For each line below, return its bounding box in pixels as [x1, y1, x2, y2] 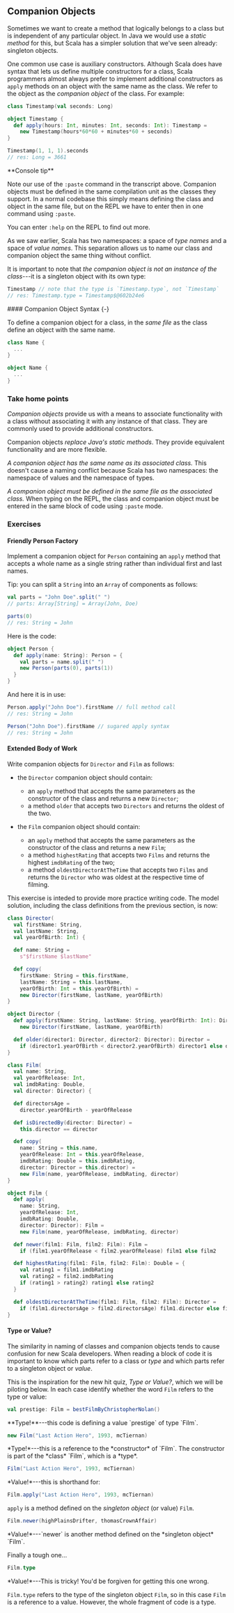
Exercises [7, 519, 42, 529]
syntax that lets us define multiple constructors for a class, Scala [7, 67, 193, 75]
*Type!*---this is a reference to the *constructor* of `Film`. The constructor [7, 1445, 225, 1453]
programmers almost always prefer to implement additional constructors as [7, 74, 224, 83]
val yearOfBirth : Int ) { [13, 934, 86, 941]
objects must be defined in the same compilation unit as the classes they [7, 187, 217, 196]
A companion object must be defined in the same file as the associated [7, 487, 212, 496]
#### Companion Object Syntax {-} [7, 304, 110, 313]
